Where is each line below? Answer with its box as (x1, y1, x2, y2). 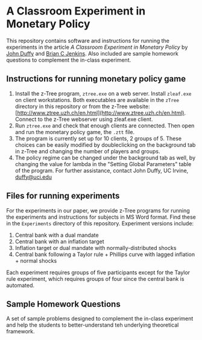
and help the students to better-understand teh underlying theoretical (6, 321, 179, 329)
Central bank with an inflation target (14, 237, 104, 245)
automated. (6, 281, 35, 289)
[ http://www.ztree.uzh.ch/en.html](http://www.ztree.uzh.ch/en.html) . (14, 109, 186, 116)
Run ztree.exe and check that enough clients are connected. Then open (14, 122, 195, 129)
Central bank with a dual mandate (14, 231, 99, 239)
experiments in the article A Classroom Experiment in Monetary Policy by (6, 43, 188, 51)
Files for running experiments (6, 191, 120, 201)
